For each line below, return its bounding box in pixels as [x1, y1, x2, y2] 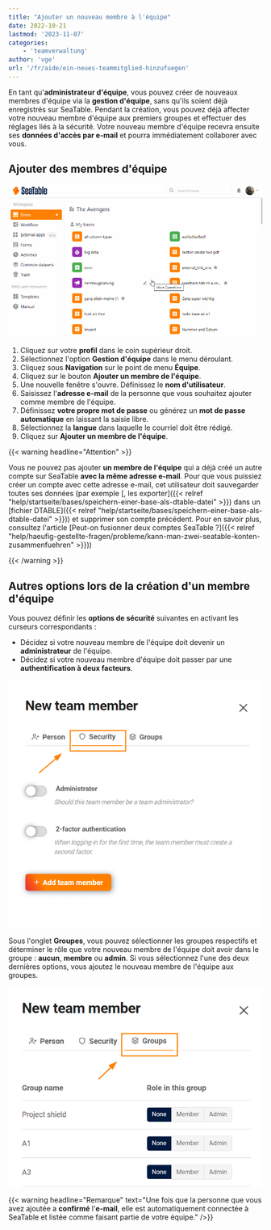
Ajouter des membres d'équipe [8, 162, 168, 176]
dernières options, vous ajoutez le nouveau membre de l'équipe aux [8, 962, 234, 971]
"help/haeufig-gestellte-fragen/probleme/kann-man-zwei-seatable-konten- [8, 532, 261, 541]
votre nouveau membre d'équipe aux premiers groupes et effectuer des [8, 113, 247, 123]
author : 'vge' [8, 56, 56, 64]
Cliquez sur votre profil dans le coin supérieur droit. [19, 346, 193, 356]
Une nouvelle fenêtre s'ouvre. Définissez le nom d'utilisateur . [19, 380, 226, 390]
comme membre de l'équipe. [19, 397, 116, 407]
